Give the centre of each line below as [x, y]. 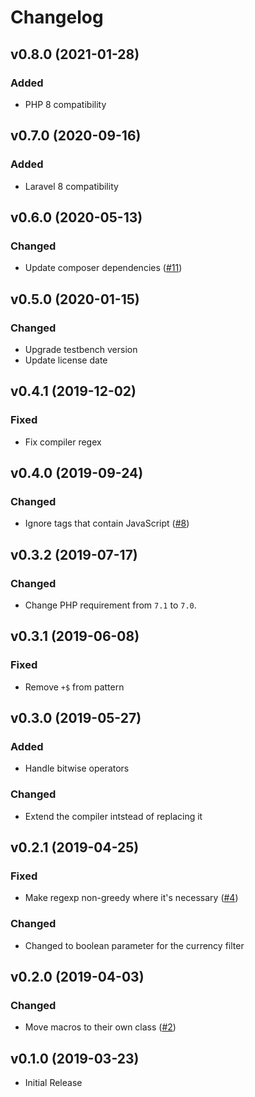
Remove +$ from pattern [74, 687]
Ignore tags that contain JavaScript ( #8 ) [107, 523]
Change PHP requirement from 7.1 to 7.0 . [110, 605]
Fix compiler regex [63, 442]
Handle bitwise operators [77, 768]
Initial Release [53, 1083]
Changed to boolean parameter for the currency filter [134, 945]
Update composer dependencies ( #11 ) [103, 268]
